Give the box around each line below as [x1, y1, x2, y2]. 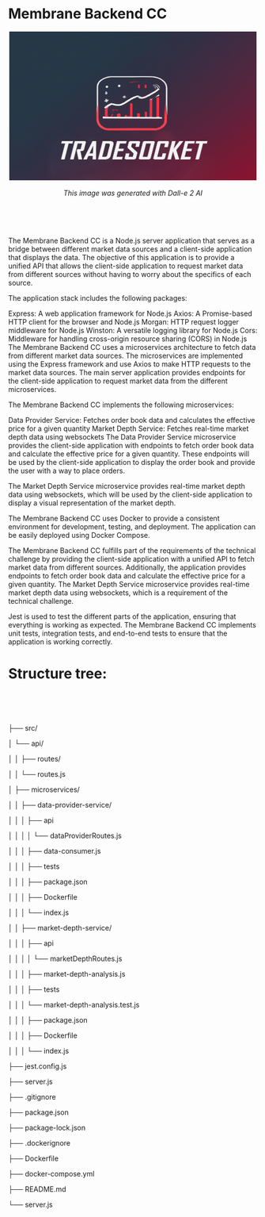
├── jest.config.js [8, 1061, 67, 1071]
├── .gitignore [8, 1092, 57, 1101]
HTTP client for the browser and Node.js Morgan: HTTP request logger [8, 317, 240, 326]
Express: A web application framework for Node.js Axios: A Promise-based [8, 309, 253, 318]
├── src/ [8, 723, 38, 732]
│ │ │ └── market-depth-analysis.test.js [8, 1000, 140, 1009]
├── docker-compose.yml [8, 1169, 95, 1178]
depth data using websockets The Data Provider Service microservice [8, 432, 237, 441]
